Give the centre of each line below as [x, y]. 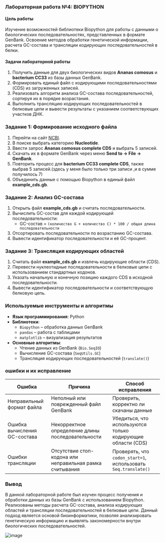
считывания [65, 469]
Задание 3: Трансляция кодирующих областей [65, 251]
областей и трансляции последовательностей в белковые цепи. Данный [82, 510]
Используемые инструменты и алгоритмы [59, 306]
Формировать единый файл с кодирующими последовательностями [84, 83]
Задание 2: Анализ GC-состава [45, 197]
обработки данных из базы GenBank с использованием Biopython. [75, 500]
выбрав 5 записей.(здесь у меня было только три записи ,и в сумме [84, 169]
